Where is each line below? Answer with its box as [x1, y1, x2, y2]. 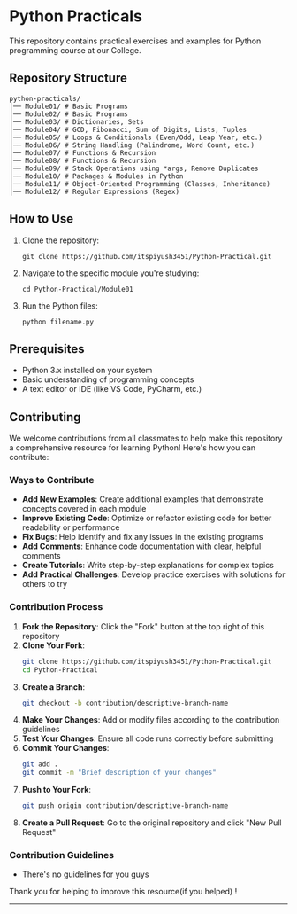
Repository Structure [9, 71, 128, 86]
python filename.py [21, 317, 95, 326]
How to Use [9, 211, 74, 227]
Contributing [9, 410, 81, 425]
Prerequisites [9, 341, 85, 356]
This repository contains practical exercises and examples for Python [9, 35, 262, 46]
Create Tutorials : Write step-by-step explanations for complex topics [21, 560, 274, 571]
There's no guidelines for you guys [21, 869, 149, 879]
